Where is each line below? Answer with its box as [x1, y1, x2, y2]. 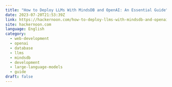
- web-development [10, 36, 50, 41]
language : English [5, 27, 45, 32]
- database [10, 46, 33, 51]
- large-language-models [10, 64, 63, 70]
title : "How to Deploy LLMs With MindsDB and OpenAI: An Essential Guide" [5, 7, 168, 13]
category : [5, 31, 27, 36]
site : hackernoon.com [5, 21, 52, 27]
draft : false [5, 74, 33, 79]
